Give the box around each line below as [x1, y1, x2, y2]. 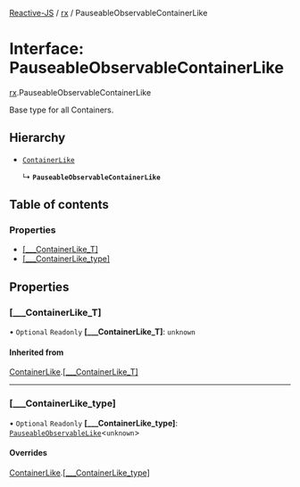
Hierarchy [9, 130, 66, 145]
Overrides [9, 448, 47, 458]
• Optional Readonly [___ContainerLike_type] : [9, 417, 179, 428]
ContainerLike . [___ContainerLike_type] [9, 467, 150, 478]
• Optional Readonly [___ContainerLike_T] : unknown [9, 326, 196, 337]
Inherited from [9, 347, 64, 358]
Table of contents [9, 197, 109, 212]
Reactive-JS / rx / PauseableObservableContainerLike [9, 8, 208, 18]
